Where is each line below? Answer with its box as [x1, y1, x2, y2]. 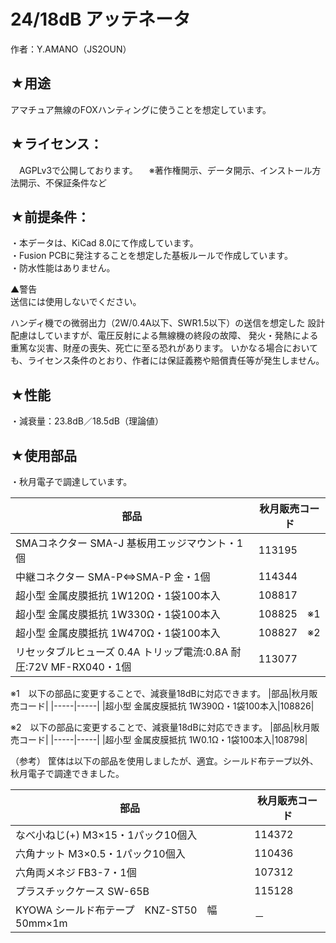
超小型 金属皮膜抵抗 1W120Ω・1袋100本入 [15, 589, 221, 602]
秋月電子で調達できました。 [10, 768, 125, 779]
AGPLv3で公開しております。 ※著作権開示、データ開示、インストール [18, 164, 313, 176]
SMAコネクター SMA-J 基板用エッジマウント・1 [15, 536, 244, 550]
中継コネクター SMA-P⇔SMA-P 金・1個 [15, 570, 211, 584]
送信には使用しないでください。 [10, 296, 142, 308]
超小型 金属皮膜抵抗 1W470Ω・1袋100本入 [15, 626, 221, 640]
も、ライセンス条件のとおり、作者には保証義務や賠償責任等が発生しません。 [10, 355, 325, 367]
